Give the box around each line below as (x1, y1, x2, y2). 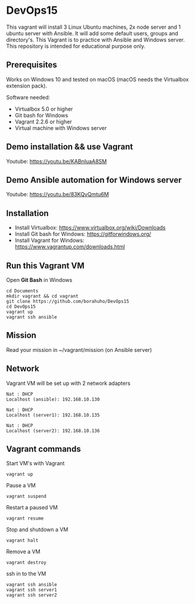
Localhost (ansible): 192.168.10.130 (6, 396, 100, 402)
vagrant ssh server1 (6, 587, 58, 593)
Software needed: (6, 93, 51, 101)
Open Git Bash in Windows (6, 277, 73, 283)
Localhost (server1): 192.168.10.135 (6, 412, 100, 418)
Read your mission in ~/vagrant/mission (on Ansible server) (6, 346, 152, 353)
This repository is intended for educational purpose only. (6, 43, 146, 50)
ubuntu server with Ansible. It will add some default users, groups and (6, 29, 179, 37)
